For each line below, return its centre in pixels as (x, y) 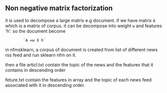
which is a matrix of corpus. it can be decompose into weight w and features (83, 26)
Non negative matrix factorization (59, 8)
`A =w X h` (35, 40)
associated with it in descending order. (45, 85)
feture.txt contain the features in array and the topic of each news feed (78, 79)
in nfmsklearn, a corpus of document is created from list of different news (81, 49)
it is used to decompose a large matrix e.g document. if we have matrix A (80, 20)
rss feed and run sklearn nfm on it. (41, 55)
